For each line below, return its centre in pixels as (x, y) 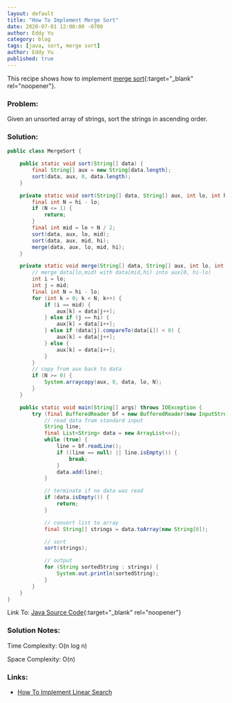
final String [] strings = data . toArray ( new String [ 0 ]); (126, 529)
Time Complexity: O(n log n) (47, 645)
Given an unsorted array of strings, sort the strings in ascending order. (107, 119)
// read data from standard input (94, 420)
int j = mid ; (51, 286)
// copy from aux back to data (77, 369)
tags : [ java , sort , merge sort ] (54, 46)
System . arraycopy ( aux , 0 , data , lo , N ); (103, 382)
